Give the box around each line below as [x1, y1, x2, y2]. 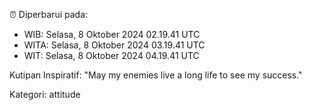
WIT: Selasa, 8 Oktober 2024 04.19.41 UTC [23, 50, 200, 61]
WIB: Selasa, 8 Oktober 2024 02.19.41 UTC [23, 29, 201, 40]
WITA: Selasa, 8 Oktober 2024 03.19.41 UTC [23, 39, 206, 51]
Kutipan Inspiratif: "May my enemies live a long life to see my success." [9, 69, 303, 81]
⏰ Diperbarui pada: [9, 9, 89, 20]
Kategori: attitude [9, 89, 81, 100]
